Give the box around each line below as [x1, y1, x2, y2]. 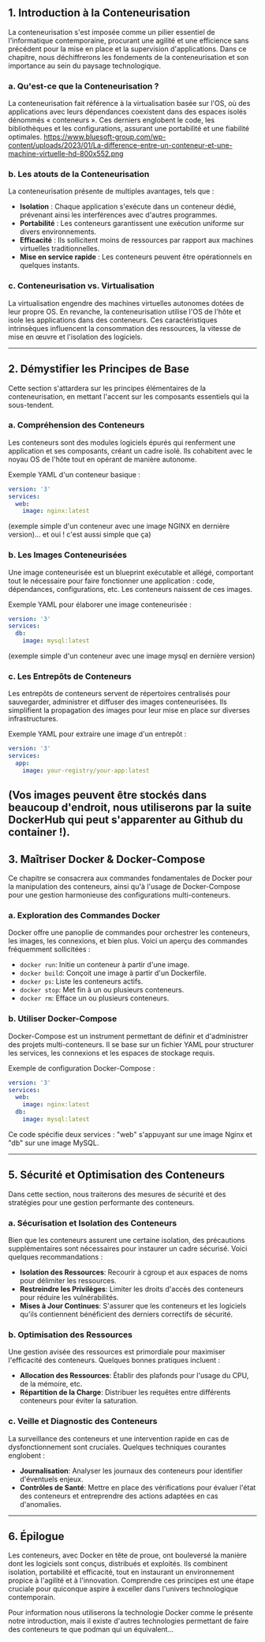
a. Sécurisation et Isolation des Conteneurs [8, 1217, 177, 1228]
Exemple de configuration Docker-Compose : [8, 1063, 155, 1073]
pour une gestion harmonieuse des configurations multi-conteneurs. [8, 891, 231, 900]
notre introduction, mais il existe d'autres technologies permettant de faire [8, 1616, 249, 1626]
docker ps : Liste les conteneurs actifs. [19, 977, 144, 986]
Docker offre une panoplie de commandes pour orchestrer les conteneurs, [8, 928, 250, 937]
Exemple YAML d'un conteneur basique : [8, 469, 140, 479]
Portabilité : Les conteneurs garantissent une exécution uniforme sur [19, 219, 244, 228]
